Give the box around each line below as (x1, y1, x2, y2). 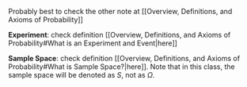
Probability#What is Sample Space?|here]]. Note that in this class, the (8, 62, 235, 71)
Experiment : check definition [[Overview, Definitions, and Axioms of (8, 31, 231, 39)
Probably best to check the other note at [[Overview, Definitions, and (8, 7, 233, 16)
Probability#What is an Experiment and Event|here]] (8, 38, 178, 48)
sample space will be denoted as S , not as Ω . (8, 71, 155, 79)
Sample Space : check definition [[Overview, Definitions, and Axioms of (8, 54, 240, 63)
